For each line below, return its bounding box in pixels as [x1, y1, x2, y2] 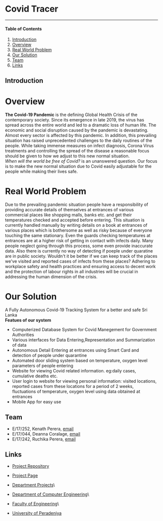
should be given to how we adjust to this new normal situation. [5, 153, 130, 159]
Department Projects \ [12, 482, 55, 487]
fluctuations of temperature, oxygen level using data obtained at [12, 388, 141, 394]
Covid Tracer [5, 3, 58, 15]
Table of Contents [5, 26, 42, 32]
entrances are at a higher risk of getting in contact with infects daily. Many [5, 238, 154, 244]
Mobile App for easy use [12, 399, 62, 405]
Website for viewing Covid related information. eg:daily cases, [12, 368, 136, 374]
